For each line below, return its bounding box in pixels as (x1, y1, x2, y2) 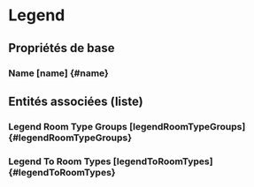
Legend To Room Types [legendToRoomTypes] (8, 155, 213, 168)
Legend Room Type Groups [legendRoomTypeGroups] (8, 120, 246, 132)
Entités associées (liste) (8, 93, 143, 108)
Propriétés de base (8, 41, 115, 56)
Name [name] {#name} (8, 67, 110, 79)
